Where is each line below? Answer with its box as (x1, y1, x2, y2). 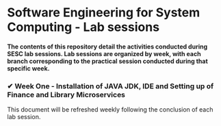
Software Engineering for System (7, 5, 200, 21)
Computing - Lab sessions (7, 19, 159, 35)
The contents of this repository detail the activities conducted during (7, 42, 208, 51)
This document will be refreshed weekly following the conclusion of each (7, 105, 213, 114)
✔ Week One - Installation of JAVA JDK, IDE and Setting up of (7, 81, 214, 90)
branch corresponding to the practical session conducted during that (7, 57, 209, 65)
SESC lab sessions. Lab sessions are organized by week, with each (7, 49, 201, 58)
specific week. (7, 64, 50, 73)
